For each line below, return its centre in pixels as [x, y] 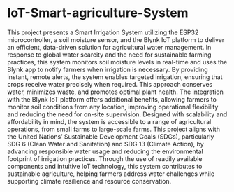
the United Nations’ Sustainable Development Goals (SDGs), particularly [111, 136]
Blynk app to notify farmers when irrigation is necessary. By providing [108, 69]
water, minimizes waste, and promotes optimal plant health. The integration [115, 92]
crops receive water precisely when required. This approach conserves [110, 84]
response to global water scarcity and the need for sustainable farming [109, 55]
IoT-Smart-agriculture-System [98, 13]
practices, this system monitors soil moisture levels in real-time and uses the [117, 62]
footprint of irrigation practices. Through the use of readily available [105, 158]
